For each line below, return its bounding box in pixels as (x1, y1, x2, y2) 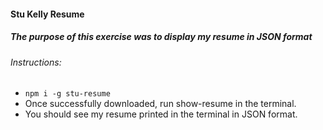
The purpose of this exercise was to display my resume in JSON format (10, 31, 313, 43)
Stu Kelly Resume (10, 8, 85, 20)
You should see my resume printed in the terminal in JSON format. (24, 108, 298, 120)
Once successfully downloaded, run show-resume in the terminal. (24, 98, 297, 110)
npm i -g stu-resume (24, 89, 111, 99)
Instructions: (10, 56, 62, 68)
